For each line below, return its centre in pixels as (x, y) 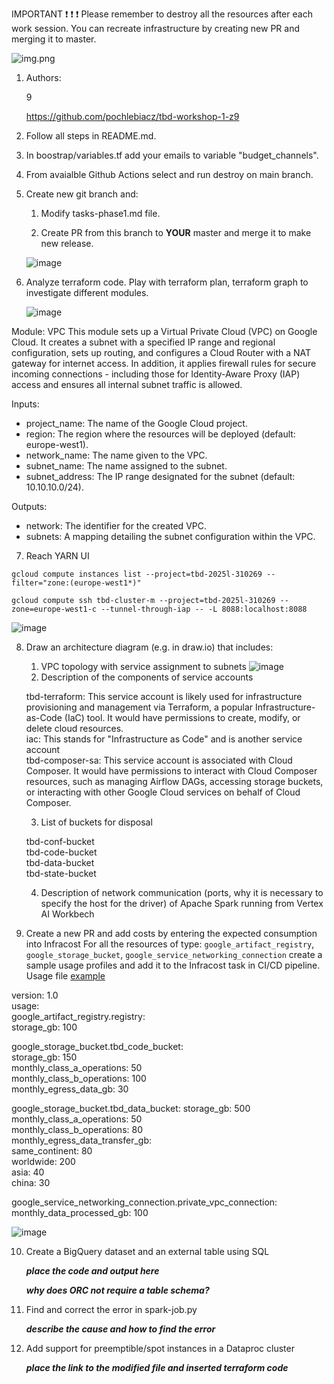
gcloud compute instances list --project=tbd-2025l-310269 (137, 574)
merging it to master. (54, 39)
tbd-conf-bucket (60, 841)
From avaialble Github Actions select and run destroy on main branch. (169, 174)
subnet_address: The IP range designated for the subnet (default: (160, 476)
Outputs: (29, 506)
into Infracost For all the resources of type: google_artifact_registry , (170, 944)
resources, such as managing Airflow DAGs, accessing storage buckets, (174, 781)
